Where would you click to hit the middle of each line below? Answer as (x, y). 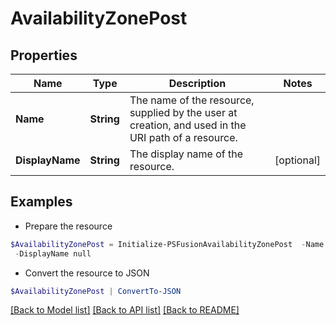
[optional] (297, 160)
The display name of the (186, 154)
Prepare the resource (68, 226)
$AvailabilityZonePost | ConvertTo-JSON (96, 291)
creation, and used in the (188, 125)
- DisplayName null (53, 253)
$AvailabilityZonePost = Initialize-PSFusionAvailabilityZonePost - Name (167, 244)
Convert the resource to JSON (87, 273)
